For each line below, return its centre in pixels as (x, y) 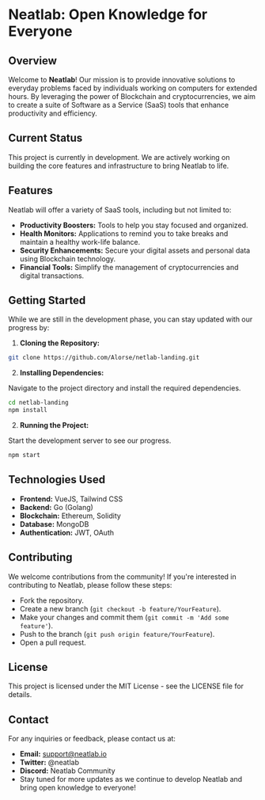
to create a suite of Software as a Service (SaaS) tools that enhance (119, 105)
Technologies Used (57, 480)
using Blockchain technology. (68, 258)
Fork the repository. (52, 600)
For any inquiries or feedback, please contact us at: (92, 739)
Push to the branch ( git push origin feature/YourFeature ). (117, 634)
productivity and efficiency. (53, 113)
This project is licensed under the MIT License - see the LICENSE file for (126, 686)
